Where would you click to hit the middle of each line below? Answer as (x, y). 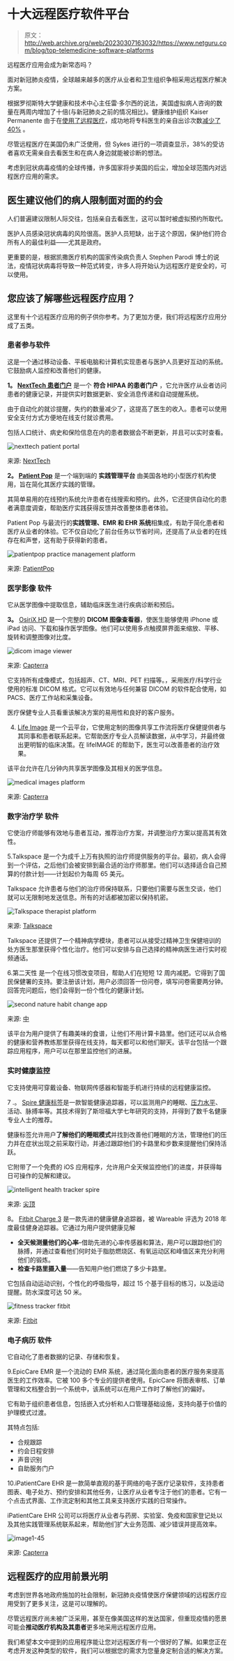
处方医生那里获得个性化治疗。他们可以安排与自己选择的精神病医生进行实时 (114, 949)
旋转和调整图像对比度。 (41, 637)
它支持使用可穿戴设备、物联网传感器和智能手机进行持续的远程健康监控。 (111, 1087)
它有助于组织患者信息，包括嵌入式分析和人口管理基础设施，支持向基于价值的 (117, 1404)
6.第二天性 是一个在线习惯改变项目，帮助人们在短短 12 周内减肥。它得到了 (113, 973)
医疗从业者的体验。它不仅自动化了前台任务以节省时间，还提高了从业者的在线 (117, 531)
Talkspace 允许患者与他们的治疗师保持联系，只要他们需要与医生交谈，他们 (114, 889)
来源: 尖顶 (21, 1204)
